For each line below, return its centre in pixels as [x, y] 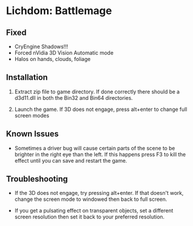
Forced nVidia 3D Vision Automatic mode [64, 53]
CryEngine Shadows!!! [41, 46]
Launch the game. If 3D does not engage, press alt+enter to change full [101, 109]
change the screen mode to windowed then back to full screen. [91, 199]
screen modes [32, 115]
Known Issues [32, 134]
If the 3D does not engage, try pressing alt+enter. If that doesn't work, [99, 193]
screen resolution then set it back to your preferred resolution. [89, 217]
